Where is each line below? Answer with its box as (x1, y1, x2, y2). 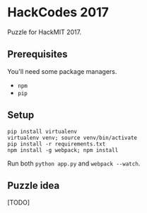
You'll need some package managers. (7, 67, 117, 75)
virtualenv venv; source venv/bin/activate (7, 134, 138, 141)
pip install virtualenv (7, 128, 78, 135)
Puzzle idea (7, 179, 60, 192)
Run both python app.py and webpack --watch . (7, 159, 141, 168)
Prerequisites (7, 48, 68, 60)
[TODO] (7, 198, 30, 207)
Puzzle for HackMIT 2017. (7, 28, 82, 36)
